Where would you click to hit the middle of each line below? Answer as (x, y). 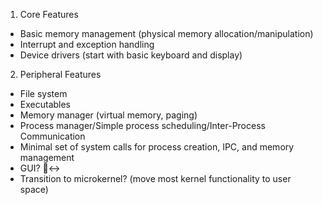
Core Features (49, 14)
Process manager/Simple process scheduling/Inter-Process (142, 125)
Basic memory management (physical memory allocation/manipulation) (166, 33)
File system (43, 93)
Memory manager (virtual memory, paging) (108, 115)
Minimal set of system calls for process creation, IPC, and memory (157, 147)
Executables (45, 104)
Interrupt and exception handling (87, 44)
